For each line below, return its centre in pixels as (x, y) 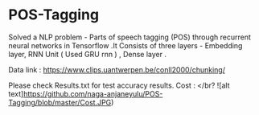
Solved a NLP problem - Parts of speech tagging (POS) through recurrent (130, 37)
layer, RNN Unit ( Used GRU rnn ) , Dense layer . (88, 54)
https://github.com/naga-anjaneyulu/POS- (93, 93)
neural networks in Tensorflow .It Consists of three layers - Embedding (125, 45)
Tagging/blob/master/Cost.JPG (60, 102)
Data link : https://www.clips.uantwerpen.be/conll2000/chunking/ (117, 69)
